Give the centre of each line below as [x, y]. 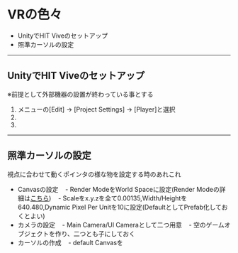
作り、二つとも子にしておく [95, 233]
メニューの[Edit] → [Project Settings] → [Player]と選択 [96, 109]
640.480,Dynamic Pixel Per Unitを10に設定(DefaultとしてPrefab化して [119, 207]
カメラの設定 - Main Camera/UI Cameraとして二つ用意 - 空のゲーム [121, 225]
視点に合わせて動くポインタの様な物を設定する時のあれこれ [94, 174]
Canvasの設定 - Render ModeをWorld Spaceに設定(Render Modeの [118, 189]
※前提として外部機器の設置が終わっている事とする [80, 94]
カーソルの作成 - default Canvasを [70, 242]
